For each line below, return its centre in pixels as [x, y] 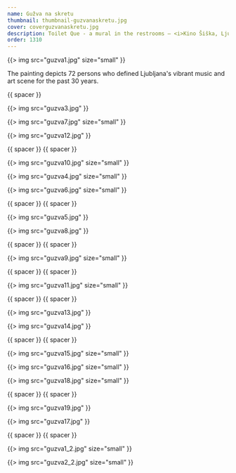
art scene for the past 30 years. [53, 81]
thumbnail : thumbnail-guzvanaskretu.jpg [67, 20]
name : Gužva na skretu [40, 14]
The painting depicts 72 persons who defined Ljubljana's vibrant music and [116, 74]
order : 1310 [25, 40]
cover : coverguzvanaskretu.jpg [53, 27]
